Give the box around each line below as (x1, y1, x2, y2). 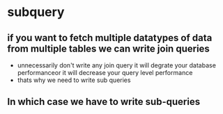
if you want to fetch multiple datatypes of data (7, 32, 213, 44)
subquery (7, 4, 65, 20)
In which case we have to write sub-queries (7, 96, 201, 108)
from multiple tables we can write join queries (7, 42, 210, 54)
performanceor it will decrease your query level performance (17, 69, 193, 76)
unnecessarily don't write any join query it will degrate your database (17, 61, 216, 70)
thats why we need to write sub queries (17, 76, 131, 84)
